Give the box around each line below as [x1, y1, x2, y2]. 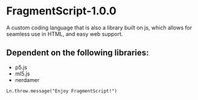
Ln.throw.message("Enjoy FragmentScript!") [6, 88, 118, 94]
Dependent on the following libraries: [6, 48, 149, 58]
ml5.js [14, 70, 30, 77]
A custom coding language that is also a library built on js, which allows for [6, 24, 192, 31]
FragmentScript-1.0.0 [6, 4, 117, 18]
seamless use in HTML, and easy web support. [6, 30, 123, 37]
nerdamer [14, 76, 40, 83]
